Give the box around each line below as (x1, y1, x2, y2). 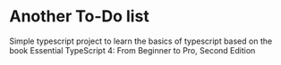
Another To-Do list (9, 6, 149, 27)
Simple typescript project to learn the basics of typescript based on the (9, 36, 273, 46)
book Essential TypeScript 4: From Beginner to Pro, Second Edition (9, 45, 256, 55)
